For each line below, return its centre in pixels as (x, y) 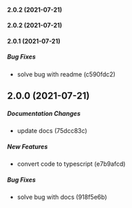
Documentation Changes (44, 113)
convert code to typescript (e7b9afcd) (71, 164)
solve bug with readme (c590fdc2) (66, 74)
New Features (27, 146)
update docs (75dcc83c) (52, 131)
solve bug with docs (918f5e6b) (62, 197)
